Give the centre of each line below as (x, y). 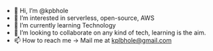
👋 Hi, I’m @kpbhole (41, 11)
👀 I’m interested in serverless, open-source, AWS (84, 18)
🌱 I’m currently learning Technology (65, 25)
